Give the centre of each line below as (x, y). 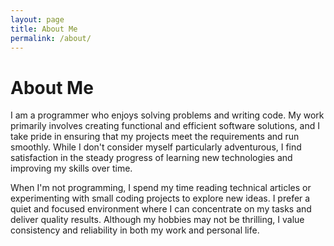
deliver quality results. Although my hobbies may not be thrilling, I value (157, 220)
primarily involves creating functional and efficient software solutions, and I (165, 126)
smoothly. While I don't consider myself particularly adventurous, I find (156, 147)
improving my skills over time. (71, 168)
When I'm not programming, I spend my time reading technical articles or (161, 188)
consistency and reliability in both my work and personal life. (135, 230)
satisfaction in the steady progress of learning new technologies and (151, 158)
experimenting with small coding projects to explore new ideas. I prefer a (160, 198)
